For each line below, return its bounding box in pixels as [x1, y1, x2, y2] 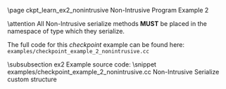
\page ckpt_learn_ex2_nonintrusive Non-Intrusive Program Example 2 [7, 6, 209, 14]
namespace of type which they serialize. [7, 27, 125, 35]
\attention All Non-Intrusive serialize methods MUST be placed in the [7, 20, 208, 27]
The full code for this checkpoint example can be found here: [7, 41, 185, 48]
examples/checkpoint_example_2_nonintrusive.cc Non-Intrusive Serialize [7, 68, 220, 76]
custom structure [7, 75, 58, 83]
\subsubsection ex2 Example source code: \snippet [7, 60, 157, 69]
